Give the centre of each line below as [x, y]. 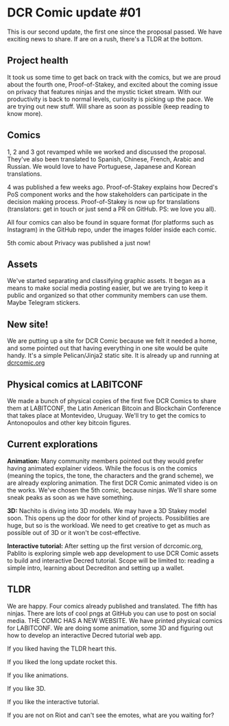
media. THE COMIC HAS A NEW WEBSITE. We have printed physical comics [115, 620]
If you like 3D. [26, 688]
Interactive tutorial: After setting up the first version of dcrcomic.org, [105, 546]
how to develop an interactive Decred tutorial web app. [85, 635]
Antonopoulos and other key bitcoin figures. [69, 423]
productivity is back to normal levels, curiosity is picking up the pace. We [110, 99]
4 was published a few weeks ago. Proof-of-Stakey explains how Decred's [112, 187]
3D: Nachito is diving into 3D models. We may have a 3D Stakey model [107, 510]
